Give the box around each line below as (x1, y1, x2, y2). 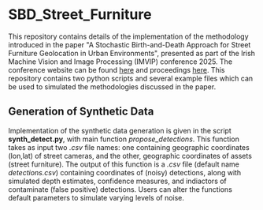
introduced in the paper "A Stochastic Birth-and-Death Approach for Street (8, 39, 251, 49)
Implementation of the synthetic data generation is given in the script (8, 126, 232, 135)
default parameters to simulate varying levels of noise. (8, 193, 185, 202)
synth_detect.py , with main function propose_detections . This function (8, 134, 240, 144)
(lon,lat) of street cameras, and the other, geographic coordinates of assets (8, 151, 252, 160)
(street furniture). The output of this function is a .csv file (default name (8, 159, 240, 169)
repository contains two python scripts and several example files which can (8, 73, 254, 83)
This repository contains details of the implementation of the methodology (8, 32, 250, 41)
